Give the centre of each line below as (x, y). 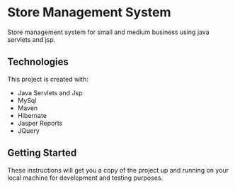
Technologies (38, 62)
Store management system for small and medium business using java (109, 32)
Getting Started (42, 153)
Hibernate (32, 115)
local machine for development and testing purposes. (85, 178)
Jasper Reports (40, 123)
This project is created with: (48, 79)
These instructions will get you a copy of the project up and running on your (118, 170)
